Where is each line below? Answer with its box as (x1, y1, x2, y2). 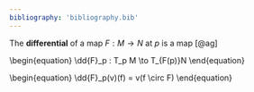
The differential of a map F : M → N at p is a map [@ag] (9, 38, 218, 48)
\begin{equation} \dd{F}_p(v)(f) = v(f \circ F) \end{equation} (9, 72, 232, 83)
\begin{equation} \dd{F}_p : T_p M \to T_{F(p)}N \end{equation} (9, 54, 246, 65)
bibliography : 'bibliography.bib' (9, 13, 140, 22)
